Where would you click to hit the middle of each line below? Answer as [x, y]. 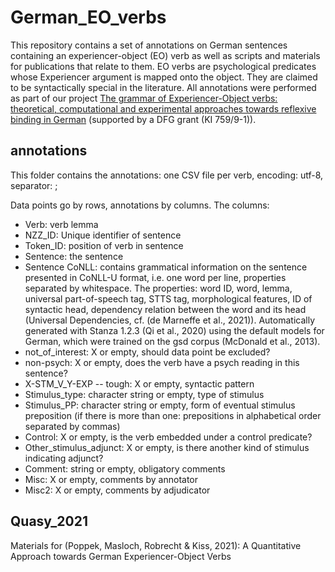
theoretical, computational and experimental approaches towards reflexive [163, 108]
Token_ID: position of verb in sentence [104, 245]
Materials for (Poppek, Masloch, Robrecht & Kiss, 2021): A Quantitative [156, 545]
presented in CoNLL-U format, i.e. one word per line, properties [155, 277]
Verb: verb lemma [61, 224]
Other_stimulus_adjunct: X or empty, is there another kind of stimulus [167, 447]
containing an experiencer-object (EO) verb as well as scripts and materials [165, 55]
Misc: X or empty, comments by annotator [111, 479]
